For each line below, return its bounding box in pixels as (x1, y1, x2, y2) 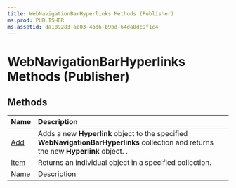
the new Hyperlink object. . (37, 147, 129, 156)
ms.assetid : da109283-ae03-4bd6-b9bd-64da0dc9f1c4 (7, 23, 159, 30)
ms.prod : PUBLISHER (7, 17, 65, 24)
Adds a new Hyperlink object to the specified (37, 129, 188, 139)
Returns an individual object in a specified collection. (37, 158, 212, 168)
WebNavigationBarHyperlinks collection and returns (37, 137, 214, 147)
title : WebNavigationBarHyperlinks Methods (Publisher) (7, 10, 174, 18)
